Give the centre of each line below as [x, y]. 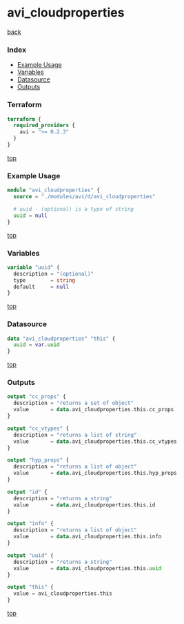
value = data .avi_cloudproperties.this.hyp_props [95, 473]
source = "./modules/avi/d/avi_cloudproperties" [84, 197]
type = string [44, 280]
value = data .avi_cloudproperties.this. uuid [88, 568]
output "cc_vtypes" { [38, 428]
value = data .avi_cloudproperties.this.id [84, 505]
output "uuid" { [30, 555]
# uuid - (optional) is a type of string [74, 209]
